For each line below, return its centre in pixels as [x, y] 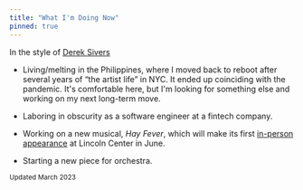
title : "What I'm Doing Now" [64, 18]
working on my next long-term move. [91, 98]
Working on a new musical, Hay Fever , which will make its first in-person [158, 133]
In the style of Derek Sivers [60, 52]
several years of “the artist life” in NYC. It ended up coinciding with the [154, 79]
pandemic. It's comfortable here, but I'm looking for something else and [156, 89]
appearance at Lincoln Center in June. [94, 143]
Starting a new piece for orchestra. [87, 160]
